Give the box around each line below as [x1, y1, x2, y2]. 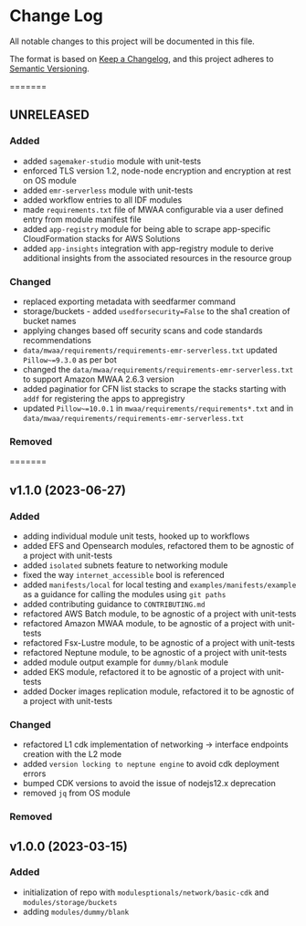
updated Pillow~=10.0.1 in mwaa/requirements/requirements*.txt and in [22, 403, 294, 414]
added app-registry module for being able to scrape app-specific [22, 223, 271, 234]
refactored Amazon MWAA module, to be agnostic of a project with [22, 617, 276, 628]
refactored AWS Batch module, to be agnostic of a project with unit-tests [22, 608, 297, 619]
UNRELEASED [9, 107, 90, 123]
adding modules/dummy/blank [22, 906, 130, 917]
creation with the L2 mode [22, 749, 121, 760]
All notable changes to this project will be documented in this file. [9, 36, 256, 47]
